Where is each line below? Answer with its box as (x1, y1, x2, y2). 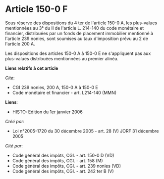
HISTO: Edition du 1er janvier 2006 (12, 109, 83, 115)
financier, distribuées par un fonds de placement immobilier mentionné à (5, 30, 154, 36)
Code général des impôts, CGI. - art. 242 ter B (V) (12, 168, 114, 174)
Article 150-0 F (5, 3, 68, 15)
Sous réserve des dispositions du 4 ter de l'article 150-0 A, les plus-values (5, 20, 158, 26)
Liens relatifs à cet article (5, 65, 58, 71)
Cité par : (5, 142, 23, 149)
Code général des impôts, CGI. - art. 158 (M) (12, 157, 103, 164)
